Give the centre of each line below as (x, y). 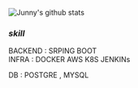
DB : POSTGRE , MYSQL (49, 75)
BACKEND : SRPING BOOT (53, 51)
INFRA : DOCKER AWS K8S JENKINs (69, 60)
